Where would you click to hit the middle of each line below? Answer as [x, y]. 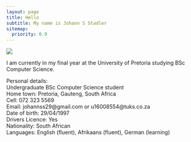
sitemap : [17, 29]
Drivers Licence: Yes [32, 120]
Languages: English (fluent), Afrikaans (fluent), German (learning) [88, 132]
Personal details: [27, 81]
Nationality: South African [39, 126]
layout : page [23, 12]
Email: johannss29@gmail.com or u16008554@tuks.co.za [78, 107]
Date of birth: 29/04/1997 [38, 113]
